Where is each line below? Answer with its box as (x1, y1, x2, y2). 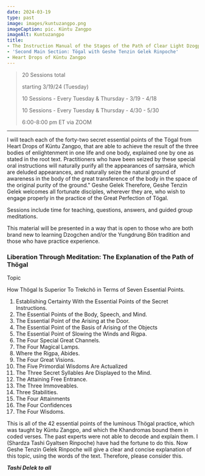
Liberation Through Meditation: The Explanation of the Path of (7, 253, 194, 261)
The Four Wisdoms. (15, 408, 66, 415)
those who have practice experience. (7, 237, 100, 245)
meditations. (7, 212, 38, 220)
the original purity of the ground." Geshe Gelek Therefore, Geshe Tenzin (7, 181, 188, 189)
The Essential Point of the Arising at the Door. (15, 317, 130, 324)
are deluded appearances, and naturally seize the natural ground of (7, 168, 176, 176)
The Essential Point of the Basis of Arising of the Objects (15, 323, 158, 331)
